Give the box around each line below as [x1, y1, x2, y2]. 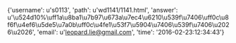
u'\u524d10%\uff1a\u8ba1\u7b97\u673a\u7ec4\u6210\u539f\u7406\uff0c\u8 [7, 13, 229, 21]
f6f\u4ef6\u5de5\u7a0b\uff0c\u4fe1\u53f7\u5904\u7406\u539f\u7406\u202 [7, 21, 230, 28]
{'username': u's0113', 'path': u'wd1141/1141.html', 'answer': [7, 6, 178, 14]
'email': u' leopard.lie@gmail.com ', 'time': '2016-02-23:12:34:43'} [37, 28, 225, 36]
